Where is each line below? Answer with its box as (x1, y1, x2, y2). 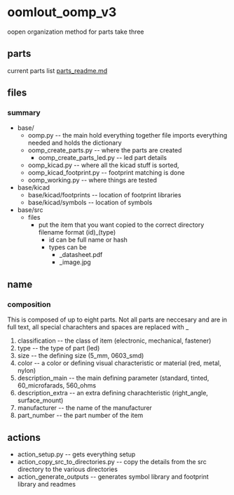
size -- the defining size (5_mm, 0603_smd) (17, 352, 144, 360)
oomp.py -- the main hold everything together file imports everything (27, 131, 228, 140)
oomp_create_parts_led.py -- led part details (38, 154, 167, 162)
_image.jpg (59, 258, 91, 267)
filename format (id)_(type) (38, 228, 116, 237)
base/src (17, 206, 43, 214)
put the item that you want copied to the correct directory (38, 220, 205, 229)
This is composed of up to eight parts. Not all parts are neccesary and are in (7, 315, 228, 324)
